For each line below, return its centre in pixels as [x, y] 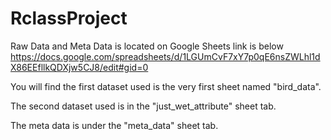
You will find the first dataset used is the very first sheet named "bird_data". [166, 86]
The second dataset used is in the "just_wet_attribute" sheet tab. [143, 106]
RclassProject [69, 18]
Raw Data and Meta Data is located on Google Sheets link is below [147, 46]
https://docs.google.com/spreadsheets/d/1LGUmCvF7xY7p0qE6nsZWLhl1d [165, 56]
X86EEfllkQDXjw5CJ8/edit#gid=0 [79, 67]
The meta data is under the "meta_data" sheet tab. [114, 125]
